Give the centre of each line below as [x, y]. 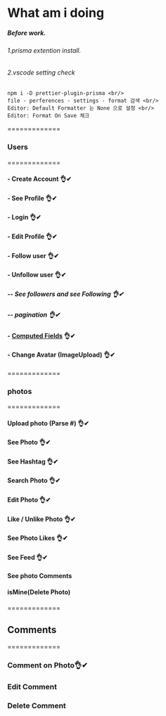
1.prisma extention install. [44, 51]
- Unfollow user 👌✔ [37, 275]
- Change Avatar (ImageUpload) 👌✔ [61, 355]
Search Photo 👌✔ [34, 480]
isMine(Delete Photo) [39, 592]
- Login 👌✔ [24, 217]
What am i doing [56, 13]
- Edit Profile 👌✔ [32, 236]
